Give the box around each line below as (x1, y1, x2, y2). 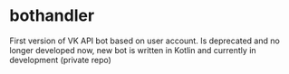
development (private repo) (9, 54, 111, 65)
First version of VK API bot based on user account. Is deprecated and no (9, 35, 281, 46)
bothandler (9, 5, 95, 26)
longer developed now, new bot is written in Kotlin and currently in (9, 44, 256, 55)
